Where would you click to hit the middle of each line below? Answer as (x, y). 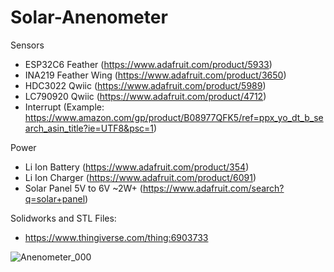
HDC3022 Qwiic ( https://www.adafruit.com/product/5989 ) (145, 85)
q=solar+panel (55, 198)
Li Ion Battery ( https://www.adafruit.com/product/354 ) (137, 167)
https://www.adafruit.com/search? (213, 188)
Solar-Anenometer (89, 17)
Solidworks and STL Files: (63, 218)
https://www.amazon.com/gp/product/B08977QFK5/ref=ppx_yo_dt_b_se (174, 117)
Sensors (27, 45)
